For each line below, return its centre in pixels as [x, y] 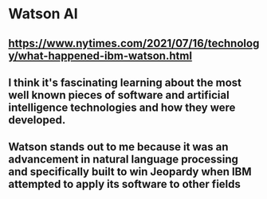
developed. [37, 120]
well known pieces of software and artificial [119, 95]
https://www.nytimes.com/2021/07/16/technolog [134, 43]
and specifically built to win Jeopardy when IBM [130, 172]
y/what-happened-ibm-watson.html [100, 55]
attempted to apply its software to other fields [125, 184]
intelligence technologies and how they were [122, 107]
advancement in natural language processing [124, 160]
